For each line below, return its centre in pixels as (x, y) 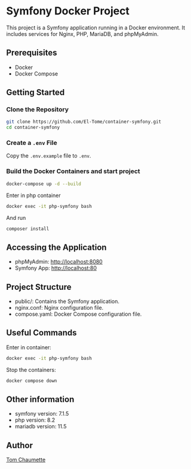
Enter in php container (33, 195)
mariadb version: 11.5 (41, 426)
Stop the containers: (31, 370)
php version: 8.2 (35, 420)
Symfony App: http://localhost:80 (56, 268)
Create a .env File (32, 143)
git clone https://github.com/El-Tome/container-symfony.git (84, 122)
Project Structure (39, 287)
